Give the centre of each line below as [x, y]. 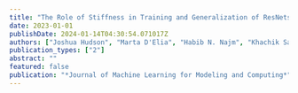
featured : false [39, 67]
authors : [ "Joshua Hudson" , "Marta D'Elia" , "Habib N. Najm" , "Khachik [144, 42]
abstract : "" [33, 58]
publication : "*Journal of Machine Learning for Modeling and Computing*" [150, 75]
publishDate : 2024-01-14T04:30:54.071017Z [89, 34]
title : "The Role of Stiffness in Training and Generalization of [134, 17]
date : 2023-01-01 [41, 26]
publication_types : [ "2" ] [57, 50]
